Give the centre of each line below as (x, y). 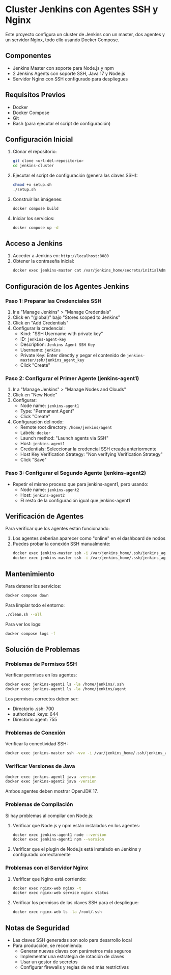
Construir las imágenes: (37, 199)
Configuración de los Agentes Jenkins (67, 286)
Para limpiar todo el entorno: (35, 605)
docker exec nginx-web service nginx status (61, 893)
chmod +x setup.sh (32, 185)
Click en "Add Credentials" (40, 323)
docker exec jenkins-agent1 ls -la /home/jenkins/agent (66, 689)
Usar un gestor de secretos (49, 962)
